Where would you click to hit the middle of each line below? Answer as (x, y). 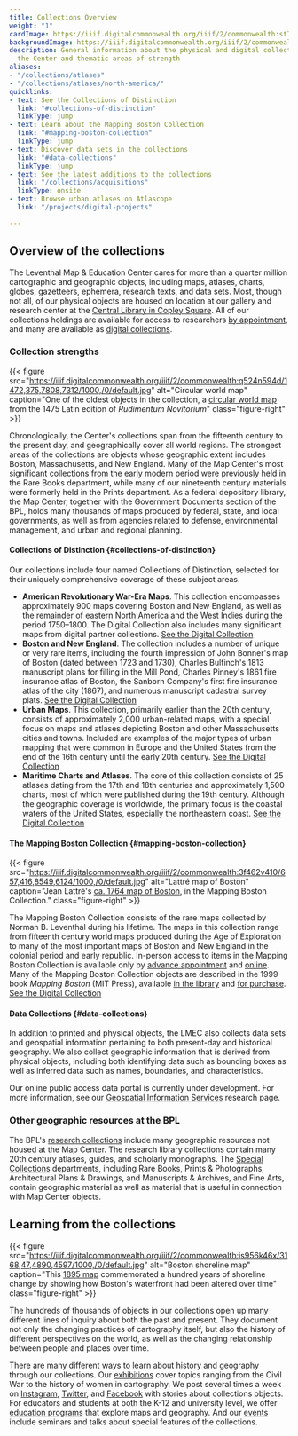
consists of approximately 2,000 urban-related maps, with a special (145, 719)
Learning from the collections (92, 1224)
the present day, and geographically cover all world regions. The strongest (145, 445)
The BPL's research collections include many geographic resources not (140, 1140)
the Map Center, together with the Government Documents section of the (143, 501)
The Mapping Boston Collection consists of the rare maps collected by (138, 918)
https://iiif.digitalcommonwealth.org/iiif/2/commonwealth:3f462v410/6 (157, 872)
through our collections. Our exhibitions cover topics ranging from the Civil (145, 1374)
